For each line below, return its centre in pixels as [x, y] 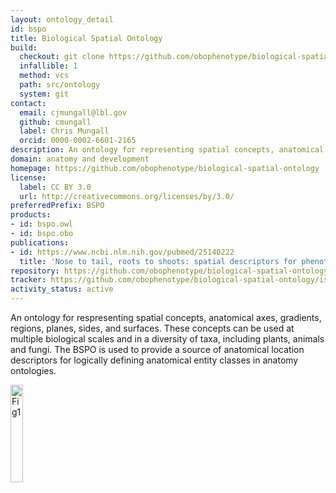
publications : [40, 242]
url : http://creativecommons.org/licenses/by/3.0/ [127, 196]
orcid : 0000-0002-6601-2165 [78, 141]
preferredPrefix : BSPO [57, 206]
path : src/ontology [60, 85]
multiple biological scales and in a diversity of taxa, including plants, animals [167, 339]
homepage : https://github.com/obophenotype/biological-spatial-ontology [165, 168]
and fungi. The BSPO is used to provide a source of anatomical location [157, 349]
